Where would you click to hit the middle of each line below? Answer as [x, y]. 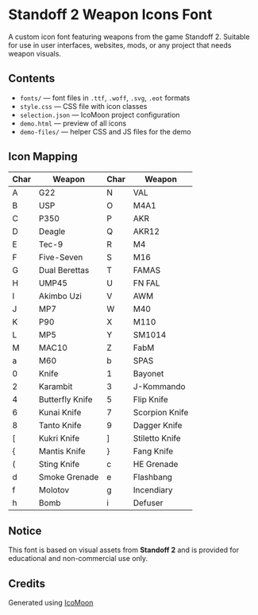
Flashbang [153, 477]
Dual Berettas [64, 270]
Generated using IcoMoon [51, 603]
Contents [32, 78]
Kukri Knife [59, 438]
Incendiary [153, 489]
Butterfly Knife [65, 399]
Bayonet [148, 373]
